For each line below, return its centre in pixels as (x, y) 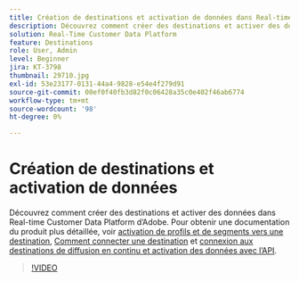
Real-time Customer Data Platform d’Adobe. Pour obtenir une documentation (149, 222)
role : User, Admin (43, 51)
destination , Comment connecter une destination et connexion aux (131, 241)
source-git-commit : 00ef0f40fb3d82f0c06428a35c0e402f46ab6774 (127, 92)
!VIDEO (44, 268)
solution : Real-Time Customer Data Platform (93, 34)
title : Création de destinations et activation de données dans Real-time (151, 17)
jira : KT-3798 (36, 68)
